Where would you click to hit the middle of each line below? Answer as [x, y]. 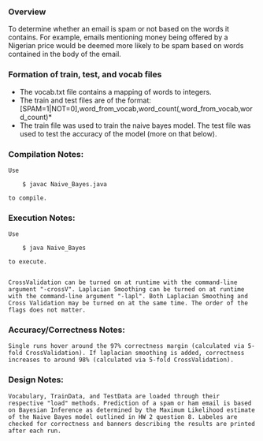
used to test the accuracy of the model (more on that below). [118, 133]
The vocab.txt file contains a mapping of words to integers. [115, 92]
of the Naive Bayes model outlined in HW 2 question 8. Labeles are [123, 417]
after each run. [35, 431]
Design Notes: [36, 379]
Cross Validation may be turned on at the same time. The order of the [128, 303]
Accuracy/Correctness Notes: [67, 330]
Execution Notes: [42, 218]
